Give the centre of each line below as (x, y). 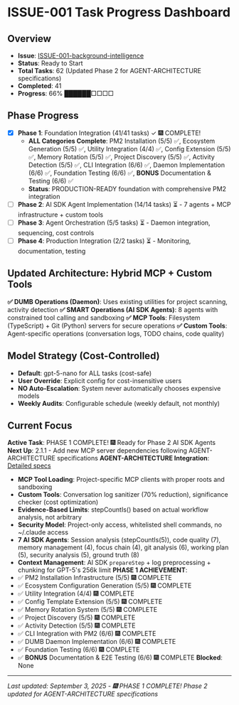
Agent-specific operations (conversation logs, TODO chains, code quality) (116, 333)
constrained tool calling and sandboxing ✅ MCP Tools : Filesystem (104, 318)
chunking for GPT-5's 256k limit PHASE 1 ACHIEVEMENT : (102, 570)
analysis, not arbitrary (49, 517)
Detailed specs (29, 465)
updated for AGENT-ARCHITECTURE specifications (83, 694)
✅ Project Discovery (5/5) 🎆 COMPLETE (76, 618)
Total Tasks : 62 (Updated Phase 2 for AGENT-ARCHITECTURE (109, 71)
